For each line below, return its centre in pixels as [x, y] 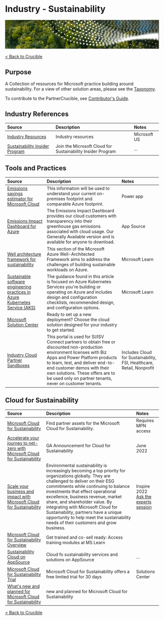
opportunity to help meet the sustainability [89, 517]
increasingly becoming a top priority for [86, 470]
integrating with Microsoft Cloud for [82, 507]
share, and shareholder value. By [79, 502]
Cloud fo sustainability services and [82, 554]
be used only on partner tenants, [79, 378]
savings [15, 194]
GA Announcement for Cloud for [78, 446]
